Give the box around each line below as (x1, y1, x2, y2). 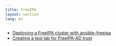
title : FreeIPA (5, 7, 37, 12)
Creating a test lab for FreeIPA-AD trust (12, 35, 93, 41)
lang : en (5, 16, 23, 21)
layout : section (5, 12, 39, 17)
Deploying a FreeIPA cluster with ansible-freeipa (12, 30, 111, 36)
